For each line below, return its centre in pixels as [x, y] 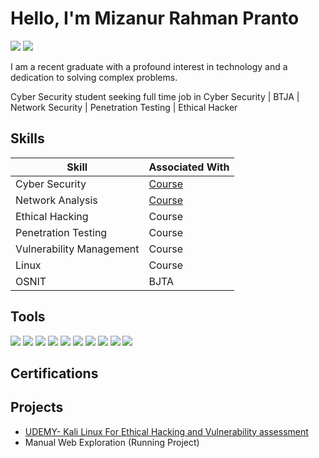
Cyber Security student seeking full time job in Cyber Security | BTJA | [155, 96]
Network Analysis [56, 200]
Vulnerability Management [77, 249]
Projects [37, 407]
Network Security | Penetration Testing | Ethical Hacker [124, 107]
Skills [27, 138]
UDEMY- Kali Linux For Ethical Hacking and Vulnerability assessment [166, 431]
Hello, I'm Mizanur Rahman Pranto [155, 18]
